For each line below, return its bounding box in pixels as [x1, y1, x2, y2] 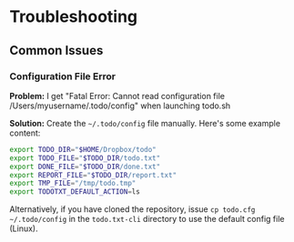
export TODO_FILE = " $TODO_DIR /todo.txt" [9, 153, 161, 163]
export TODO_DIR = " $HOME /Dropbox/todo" [9, 145, 157, 154]
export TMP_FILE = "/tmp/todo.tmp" [9, 179, 137, 188]
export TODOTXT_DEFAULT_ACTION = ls [9, 187, 141, 197]
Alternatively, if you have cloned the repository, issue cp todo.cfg [9, 204, 256, 215]
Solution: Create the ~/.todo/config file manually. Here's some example [9, 117, 280, 128]
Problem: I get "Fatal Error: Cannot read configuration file [9, 90, 226, 101]
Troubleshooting [9, 6, 138, 27]
